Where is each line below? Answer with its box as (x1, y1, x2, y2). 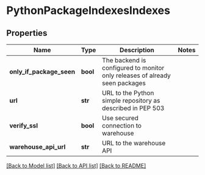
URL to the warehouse (101, 139, 166, 147)
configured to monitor (101, 64, 165, 72)
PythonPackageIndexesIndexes (6, 4, 171, 18)
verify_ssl (9, 122, 38, 129)
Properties (6, 28, 48, 38)
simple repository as (101, 97, 160, 105)
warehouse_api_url (9, 143, 66, 151)
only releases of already (101, 71, 171, 80)
